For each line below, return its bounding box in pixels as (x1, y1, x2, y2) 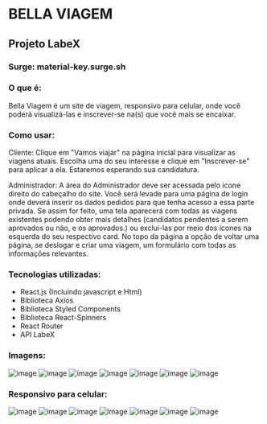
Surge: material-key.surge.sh (8, 61, 126, 72)
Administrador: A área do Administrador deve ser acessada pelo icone (8, 180, 241, 190)
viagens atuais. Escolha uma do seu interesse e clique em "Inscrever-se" (8, 156, 250, 166)
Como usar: (8, 130, 55, 141)
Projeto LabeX (8, 37, 80, 51)
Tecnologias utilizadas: (8, 269, 101, 280)
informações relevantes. (8, 249, 88, 258)
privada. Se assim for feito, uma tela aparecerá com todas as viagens (8, 206, 238, 216)
